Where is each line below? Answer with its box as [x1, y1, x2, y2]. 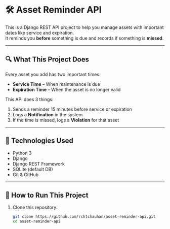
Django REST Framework [12, 160, 65, 167]
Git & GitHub [12, 171, 39, 178]
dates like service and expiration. [5, 29, 74, 36]
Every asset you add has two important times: [5, 71, 101, 77]
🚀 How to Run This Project [5, 191, 89, 200]
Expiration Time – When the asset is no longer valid [12, 86, 121, 92]
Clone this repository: [12, 204, 58, 211]
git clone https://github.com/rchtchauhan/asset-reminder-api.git [12, 214, 156, 219]
